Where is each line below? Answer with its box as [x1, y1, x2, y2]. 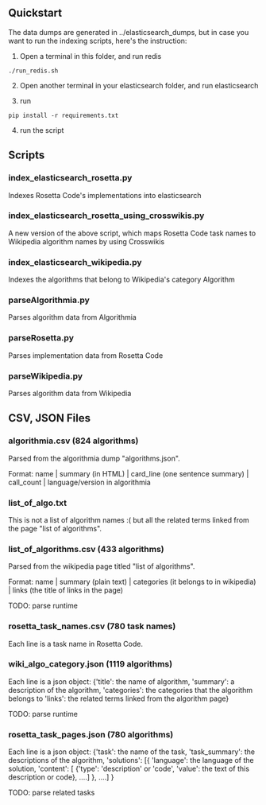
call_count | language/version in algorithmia [8, 477, 151, 487]
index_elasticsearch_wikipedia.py [8, 256, 142, 267]
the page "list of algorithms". [8, 523, 102, 533]
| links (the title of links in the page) [8, 585, 124, 595]
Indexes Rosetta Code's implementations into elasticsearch [8, 190, 202, 200]
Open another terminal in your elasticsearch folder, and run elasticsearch [19, 80, 259, 90]
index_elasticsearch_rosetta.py [8, 173, 133, 184]
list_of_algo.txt [8, 497, 67, 508]
